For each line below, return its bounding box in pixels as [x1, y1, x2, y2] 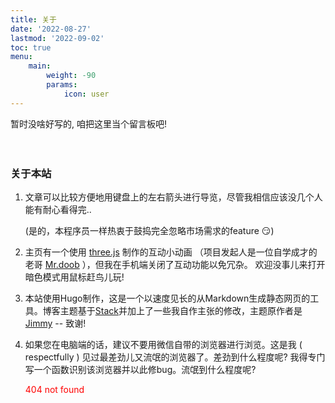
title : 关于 [10, 14, 57, 25]
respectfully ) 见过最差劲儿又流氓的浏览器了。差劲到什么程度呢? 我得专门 [24, 351, 326, 363]
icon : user [63, 89, 110, 99]
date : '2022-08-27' [10, 24, 92, 34]
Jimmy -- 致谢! [24, 317, 87, 329]
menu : [10, 52, 33, 62]
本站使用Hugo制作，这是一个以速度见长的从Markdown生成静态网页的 [24, 292, 311, 304]
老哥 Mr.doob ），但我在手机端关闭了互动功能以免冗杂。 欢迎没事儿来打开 [24, 258, 326, 270]
